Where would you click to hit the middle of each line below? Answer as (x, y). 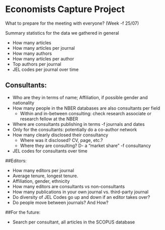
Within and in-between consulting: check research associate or (86, 113)
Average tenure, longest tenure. (45, 176)
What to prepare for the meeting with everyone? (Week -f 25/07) (72, 23)
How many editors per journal (43, 170)
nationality (23, 103)
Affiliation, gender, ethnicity (41, 181)
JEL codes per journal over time (46, 69)
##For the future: (23, 212)
